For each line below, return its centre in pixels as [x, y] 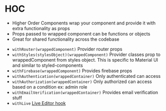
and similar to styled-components [48, 65]
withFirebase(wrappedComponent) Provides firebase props [72, 71]
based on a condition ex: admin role [50, 87]
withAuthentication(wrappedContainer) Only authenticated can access [86, 76]
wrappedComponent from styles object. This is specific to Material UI [85, 60]
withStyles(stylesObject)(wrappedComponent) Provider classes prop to [86, 54]
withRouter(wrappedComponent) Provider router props [67, 49]
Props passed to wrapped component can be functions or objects [81, 34]
